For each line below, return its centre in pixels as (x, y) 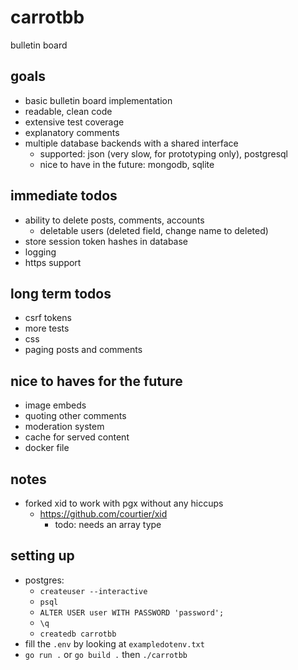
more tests (47, 328)
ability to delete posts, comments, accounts (114, 220)
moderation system (64, 427)
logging (40, 252)
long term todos (61, 293)
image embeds (55, 405)
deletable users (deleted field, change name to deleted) (154, 230)
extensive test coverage (74, 122)
